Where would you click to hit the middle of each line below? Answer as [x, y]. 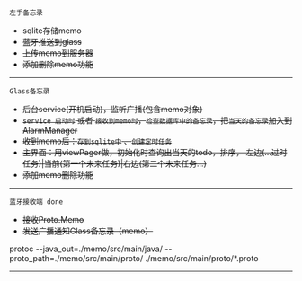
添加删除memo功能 [58, 64]
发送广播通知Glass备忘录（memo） [88, 231]
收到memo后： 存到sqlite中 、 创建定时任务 [97, 141]
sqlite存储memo [52, 31]
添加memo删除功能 [58, 175]
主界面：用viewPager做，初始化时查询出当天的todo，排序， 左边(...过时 [155, 152]
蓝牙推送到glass [52, 42]
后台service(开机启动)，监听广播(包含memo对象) [112, 109]
